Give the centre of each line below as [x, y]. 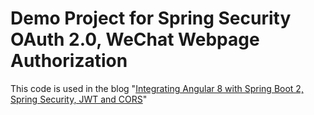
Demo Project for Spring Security [151, 18]
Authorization [69, 61]
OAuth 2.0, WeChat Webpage [135, 39]
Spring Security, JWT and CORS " [79, 99]
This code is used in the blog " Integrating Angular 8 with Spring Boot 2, [157, 88]
